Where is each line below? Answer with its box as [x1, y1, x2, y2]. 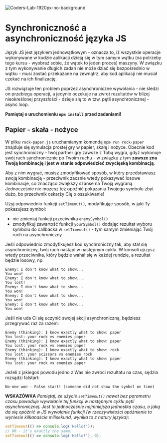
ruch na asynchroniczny [12, 231, 62, 237]
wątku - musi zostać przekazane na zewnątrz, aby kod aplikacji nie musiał [5, 70, 157, 76]
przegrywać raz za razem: [5, 320, 59, 326]
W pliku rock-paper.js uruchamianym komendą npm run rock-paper [5, 139, 145, 145]
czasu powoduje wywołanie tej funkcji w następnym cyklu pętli [5, 398, 135, 404]
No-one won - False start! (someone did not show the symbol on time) [5, 384, 155, 389]
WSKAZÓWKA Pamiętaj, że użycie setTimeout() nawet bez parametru [5, 393, 151, 399]
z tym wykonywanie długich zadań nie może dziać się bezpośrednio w [5, 65, 150, 71]
